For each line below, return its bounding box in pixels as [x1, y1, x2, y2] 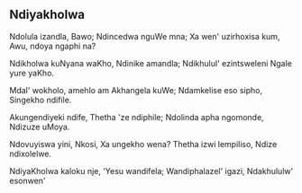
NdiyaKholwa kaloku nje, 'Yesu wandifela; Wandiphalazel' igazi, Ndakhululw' [9, 165, 294, 176]
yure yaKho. [9, 67, 55, 78]
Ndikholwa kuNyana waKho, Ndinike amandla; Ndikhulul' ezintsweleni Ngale [9, 57, 293, 68]
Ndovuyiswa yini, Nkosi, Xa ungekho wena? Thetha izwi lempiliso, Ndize [9, 138, 278, 149]
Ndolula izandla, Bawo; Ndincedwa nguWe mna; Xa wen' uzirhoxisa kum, [9, 31, 280, 41]
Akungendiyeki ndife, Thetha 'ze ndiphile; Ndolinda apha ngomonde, [9, 111, 264, 122]
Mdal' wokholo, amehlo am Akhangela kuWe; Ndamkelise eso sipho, [9, 84, 263, 95]
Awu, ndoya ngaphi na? [9, 40, 96, 51]
